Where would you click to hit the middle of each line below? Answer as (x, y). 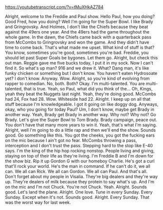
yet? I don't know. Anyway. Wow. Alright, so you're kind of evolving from (77, 78)
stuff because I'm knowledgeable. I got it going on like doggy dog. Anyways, (82, 104)
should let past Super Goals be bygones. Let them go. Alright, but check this (81, 58)
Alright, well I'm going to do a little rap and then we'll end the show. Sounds (81, 130)
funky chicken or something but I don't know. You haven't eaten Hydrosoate (81, 73)
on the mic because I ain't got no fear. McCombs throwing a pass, (71, 140)
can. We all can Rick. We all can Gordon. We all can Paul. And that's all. (76, 171)
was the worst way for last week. (38, 202)
